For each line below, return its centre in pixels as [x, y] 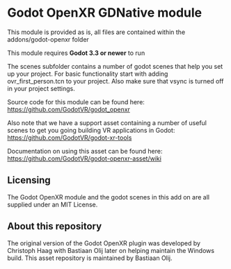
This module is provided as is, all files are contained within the [96, 32]
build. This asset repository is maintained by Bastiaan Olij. [90, 258]
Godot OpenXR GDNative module [105, 13]
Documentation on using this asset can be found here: [85, 151]
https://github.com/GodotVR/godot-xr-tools [70, 138]
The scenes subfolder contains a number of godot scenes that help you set [115, 66]
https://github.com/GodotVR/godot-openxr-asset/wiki [85, 158]
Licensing [29, 180]
